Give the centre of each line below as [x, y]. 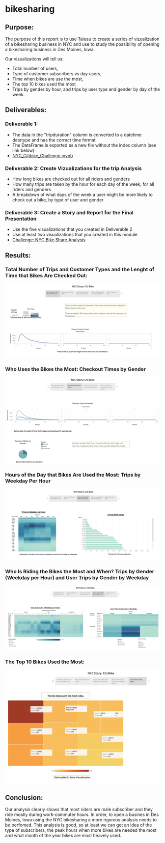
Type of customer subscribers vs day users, [57, 74]
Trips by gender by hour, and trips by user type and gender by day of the [86, 89]
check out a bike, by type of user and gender [58, 199]
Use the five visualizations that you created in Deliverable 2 [72, 229]
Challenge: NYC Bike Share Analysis [49, 240]
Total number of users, [35, 68]
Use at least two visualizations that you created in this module [75, 235]
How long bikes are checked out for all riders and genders [71, 179]
